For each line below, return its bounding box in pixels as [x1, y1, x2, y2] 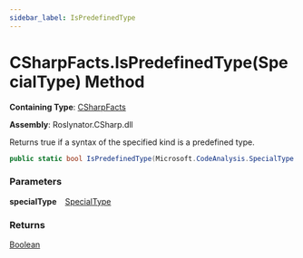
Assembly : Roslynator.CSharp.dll [9, 119, 133, 129]
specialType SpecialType [9, 196, 112, 206]
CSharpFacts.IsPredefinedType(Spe [9, 52, 288, 72]
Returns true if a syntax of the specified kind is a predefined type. [9, 137, 256, 148]
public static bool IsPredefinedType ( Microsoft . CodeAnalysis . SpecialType [9, 154, 295, 163]
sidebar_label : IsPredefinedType [9, 13, 136, 23]
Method [84, 72, 145, 91]
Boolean [9, 239, 41, 250]
